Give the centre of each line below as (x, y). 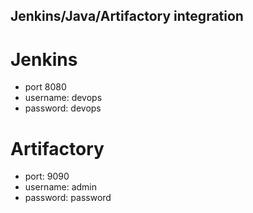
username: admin (61, 187)
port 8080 (45, 87)
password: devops (63, 108)
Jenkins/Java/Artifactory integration (127, 16)
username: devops (63, 98)
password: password (68, 198)
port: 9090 (47, 176)
